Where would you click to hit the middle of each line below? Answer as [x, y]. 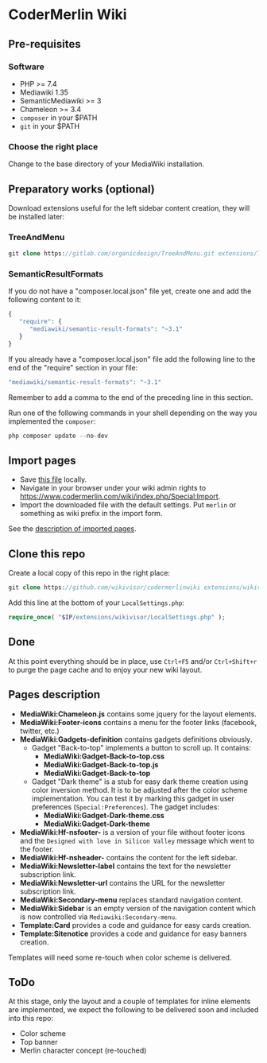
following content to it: [45, 300]
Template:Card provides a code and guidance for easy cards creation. [135, 925]
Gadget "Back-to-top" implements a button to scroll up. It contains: [141, 747]
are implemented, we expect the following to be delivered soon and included [133, 1010]
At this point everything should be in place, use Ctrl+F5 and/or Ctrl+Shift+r [133, 661]
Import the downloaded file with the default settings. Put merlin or [128, 505]
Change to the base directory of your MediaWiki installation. [106, 164]
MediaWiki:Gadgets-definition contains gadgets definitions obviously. [136, 739]
